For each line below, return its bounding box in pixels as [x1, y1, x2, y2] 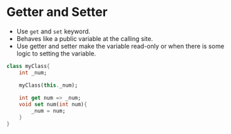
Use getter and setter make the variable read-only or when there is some [16, 42, 225, 50]
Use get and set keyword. [16, 27, 91, 35]
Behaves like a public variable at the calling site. [16, 34, 154, 42]
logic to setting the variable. [16, 49, 96, 58]
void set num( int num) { [19, 101, 88, 108]
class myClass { [6, 62, 50, 69]
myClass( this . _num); [19, 81, 78, 89]
